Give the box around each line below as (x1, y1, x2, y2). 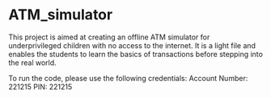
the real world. (8, 58, 57, 67)
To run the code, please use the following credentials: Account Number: (8, 73, 248, 83)
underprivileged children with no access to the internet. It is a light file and (8, 40, 256, 50)
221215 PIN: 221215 (8, 82, 73, 92)
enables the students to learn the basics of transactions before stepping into (8, 49, 263, 59)
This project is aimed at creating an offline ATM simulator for (8, 32, 210, 42)
